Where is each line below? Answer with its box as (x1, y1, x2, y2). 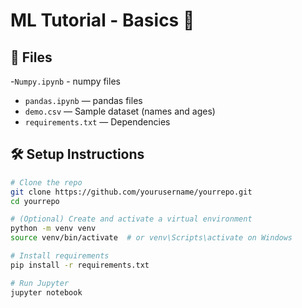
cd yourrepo (10, 196, 60, 206)
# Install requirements (10, 251, 110, 261)
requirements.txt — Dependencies (24, 116, 171, 128)
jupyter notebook (10, 287, 83, 298)
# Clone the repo (10, 177, 83, 188)
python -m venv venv (10, 224, 97, 234)
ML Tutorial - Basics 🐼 (10, 9, 195, 32)
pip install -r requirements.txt (10, 260, 150, 270)
